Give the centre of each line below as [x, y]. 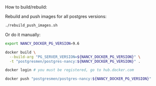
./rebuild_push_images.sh [31, 25]
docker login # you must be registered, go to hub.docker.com [69, 70]
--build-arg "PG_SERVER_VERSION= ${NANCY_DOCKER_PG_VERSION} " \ [75, 57]
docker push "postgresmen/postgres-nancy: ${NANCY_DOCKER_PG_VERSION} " [78, 79]
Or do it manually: [23, 34]
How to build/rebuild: [26, 7]
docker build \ [20, 52]
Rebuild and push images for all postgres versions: [56, 16]
